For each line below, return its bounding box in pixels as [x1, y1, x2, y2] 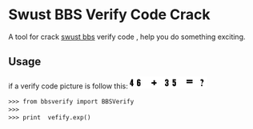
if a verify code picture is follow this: [8, 81, 128, 91]
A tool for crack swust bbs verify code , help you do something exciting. [8, 32, 246, 41]
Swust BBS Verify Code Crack [8, 6, 211, 24]
